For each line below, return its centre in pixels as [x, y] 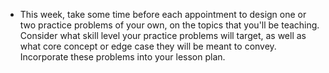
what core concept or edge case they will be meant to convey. [148, 46]
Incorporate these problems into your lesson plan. [122, 57]
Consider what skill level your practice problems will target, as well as [163, 35]
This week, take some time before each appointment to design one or [163, 14]
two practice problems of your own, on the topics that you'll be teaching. [169, 25]
